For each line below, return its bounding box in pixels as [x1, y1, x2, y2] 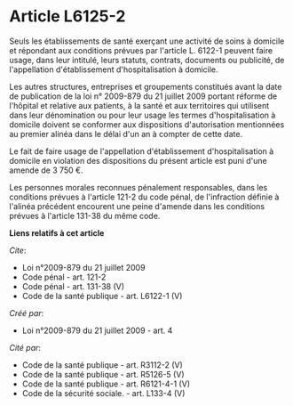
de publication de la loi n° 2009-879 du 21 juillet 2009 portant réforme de [9, 91, 278, 101]
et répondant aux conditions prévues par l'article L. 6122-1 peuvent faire [9, 45, 273, 55]
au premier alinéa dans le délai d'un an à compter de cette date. [9, 128, 242, 139]
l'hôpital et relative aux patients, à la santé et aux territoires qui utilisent [9, 100, 270, 110]
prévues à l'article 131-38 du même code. [9, 210, 161, 221]
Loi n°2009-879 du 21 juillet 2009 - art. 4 [21, 325, 173, 336]
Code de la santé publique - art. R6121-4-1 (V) [21, 378, 191, 389]
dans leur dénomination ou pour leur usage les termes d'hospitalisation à [9, 110, 276, 120]
